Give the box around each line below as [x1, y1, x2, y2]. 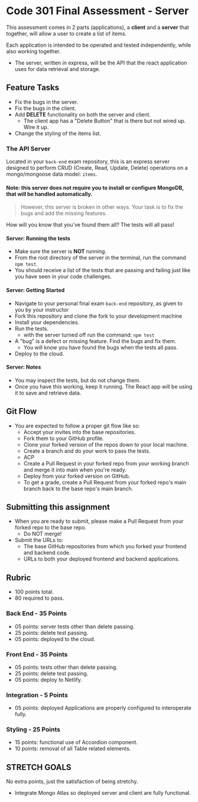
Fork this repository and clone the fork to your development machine [14, 312, 182, 319]
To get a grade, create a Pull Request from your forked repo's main [23, 478, 186, 486]
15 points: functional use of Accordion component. [14, 739, 138, 746]
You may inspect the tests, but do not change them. [14, 377, 141, 384]
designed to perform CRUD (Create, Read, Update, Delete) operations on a [6, 164, 188, 172]
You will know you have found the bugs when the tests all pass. [23, 344, 178, 351]
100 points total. [14, 588, 54, 596]
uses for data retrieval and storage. [14, 65, 100, 72]
